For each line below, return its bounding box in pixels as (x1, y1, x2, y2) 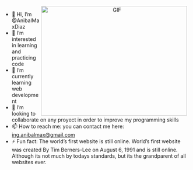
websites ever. (11, 159, 47, 165)
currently (11, 73, 34, 79)
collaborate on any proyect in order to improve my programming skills (11, 116, 179, 123)
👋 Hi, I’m (11, 11, 32, 18)
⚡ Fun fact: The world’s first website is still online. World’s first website (11, 138, 181, 145)
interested (11, 36, 36, 43)
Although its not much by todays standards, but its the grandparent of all (11, 152, 187, 159)
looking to (11, 110, 36, 117)
